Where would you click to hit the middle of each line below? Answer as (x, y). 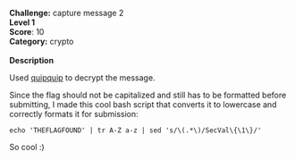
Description (32, 60)
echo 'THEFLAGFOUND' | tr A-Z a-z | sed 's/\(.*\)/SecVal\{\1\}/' (135, 131)
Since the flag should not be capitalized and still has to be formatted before (148, 95)
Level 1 (22, 22)
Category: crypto (42, 41)
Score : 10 (27, 32)
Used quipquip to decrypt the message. (82, 78)
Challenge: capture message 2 (67, 13)
